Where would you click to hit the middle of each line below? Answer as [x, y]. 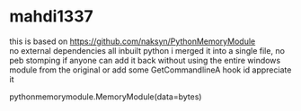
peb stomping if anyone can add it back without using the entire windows [145, 60]
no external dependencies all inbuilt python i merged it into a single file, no [147, 50]
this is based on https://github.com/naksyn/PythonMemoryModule [133, 41]
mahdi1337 [51, 17]
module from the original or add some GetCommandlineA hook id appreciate [150, 70]
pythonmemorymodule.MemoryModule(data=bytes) [106, 97]
